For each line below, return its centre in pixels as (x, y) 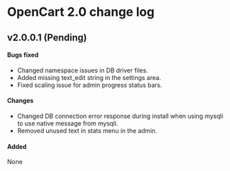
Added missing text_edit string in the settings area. (89, 77)
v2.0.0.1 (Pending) (47, 38)
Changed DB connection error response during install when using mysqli (120, 116)
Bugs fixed (23, 55)
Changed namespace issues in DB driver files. (82, 70)
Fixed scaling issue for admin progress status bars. (90, 85)
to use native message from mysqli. (67, 123)
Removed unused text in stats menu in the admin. (87, 130)
